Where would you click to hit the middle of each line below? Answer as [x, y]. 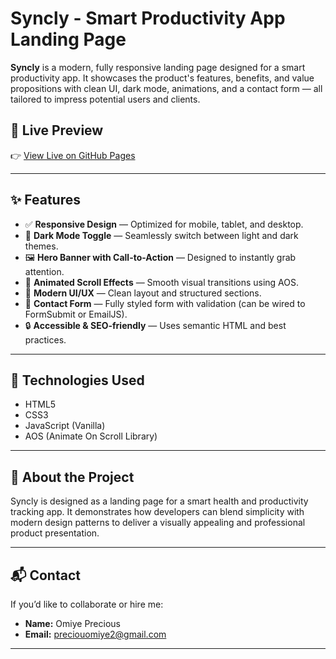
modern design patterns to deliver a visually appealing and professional [158, 523]
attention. [44, 271]
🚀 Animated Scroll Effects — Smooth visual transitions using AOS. [162, 282]
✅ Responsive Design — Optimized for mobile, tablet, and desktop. [164, 224]
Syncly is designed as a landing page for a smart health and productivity [159, 501]
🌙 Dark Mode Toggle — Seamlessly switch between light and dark [161, 235]
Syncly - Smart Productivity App [148, 18]
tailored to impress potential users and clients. [105, 99]
